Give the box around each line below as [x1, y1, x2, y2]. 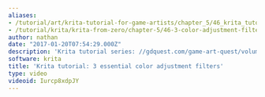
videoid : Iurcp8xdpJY [8, 77, 80, 84]
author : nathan [8, 33, 58, 41]
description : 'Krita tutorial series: [8, 48, 136, 56]
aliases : [8, 11, 37, 20]
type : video [8, 70, 47, 77]
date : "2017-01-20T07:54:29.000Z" [8, 41, 122, 48]
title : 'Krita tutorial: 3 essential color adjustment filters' [8, 63, 224, 70]
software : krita [8, 56, 62, 63]
